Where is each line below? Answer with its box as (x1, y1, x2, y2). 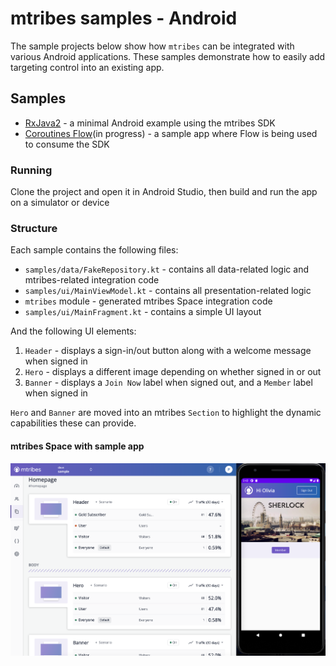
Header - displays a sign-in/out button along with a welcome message (24, 345, 312, 357)
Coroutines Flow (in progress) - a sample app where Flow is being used (24, 127, 318, 139)
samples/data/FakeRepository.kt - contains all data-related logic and (24, 263, 309, 276)
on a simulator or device (10, 197, 110, 209)
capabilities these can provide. (10, 417, 137, 429)
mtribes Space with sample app (10, 440, 145, 452)
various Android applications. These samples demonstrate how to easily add (10, 50, 326, 62)
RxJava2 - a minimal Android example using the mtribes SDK (24, 117, 276, 129)
